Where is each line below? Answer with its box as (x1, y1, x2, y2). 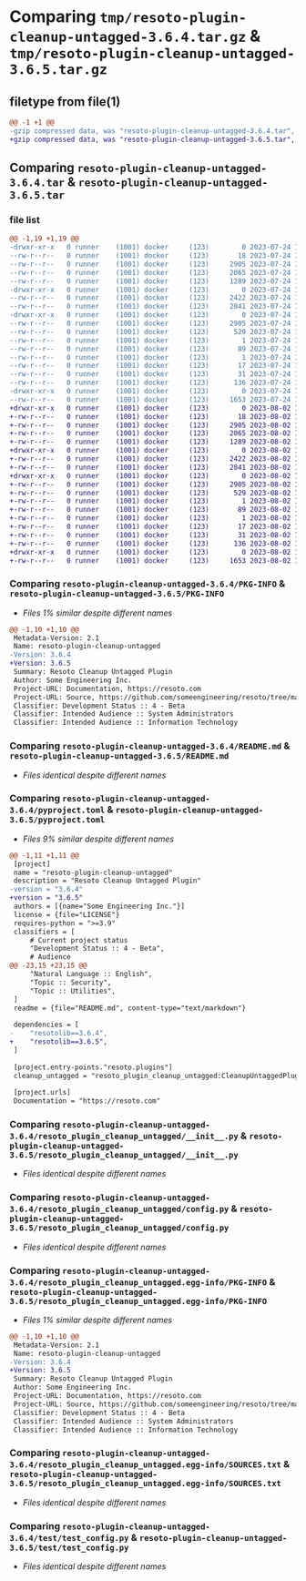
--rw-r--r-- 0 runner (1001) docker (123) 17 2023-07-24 (9, 362, 291, 371)
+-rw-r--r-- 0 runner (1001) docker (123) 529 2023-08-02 (9, 488, 291, 497)
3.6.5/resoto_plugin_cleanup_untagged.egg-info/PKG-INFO (9, 1296, 268, 1306)
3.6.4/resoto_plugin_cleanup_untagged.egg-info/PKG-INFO (9, 1277, 268, 1288)
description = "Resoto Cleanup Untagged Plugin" (13, 876, 202, 885)
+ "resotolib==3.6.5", (9, 1037, 107, 1046)
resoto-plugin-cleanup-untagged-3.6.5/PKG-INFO (9, 589, 225, 599)
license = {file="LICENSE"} (13, 910, 120, 919)
